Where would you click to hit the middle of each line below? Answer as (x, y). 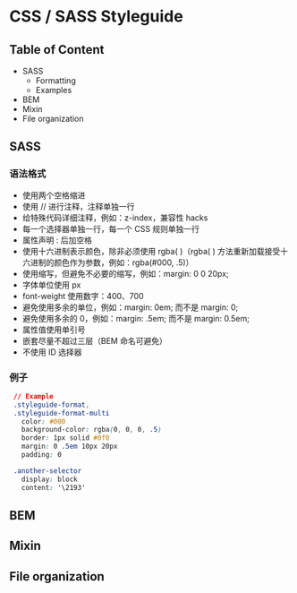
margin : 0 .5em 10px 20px (69, 447)
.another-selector (47, 471)
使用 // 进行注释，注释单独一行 (78, 206)
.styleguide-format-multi (61, 413)
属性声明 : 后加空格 (57, 240)
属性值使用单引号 (54, 330)
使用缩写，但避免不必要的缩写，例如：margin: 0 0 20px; (126, 273)
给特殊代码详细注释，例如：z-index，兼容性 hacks (115, 218)
